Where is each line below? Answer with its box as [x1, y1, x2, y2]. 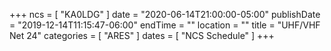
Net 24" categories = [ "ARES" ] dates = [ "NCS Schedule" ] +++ [9, 30, 275, 41]
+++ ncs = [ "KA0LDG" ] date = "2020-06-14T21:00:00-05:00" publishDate [9, 9, 321, 20]
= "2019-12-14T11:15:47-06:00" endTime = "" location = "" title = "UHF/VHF [9, 19, 321, 31]
